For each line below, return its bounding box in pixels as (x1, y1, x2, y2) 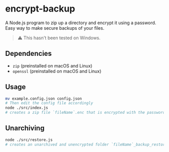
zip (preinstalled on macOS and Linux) (12, 62, 93, 68)
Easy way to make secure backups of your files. (5, 25, 105, 31)
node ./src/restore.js (5, 137, 53, 142)
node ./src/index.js (5, 105, 49, 111)
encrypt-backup (5, 3, 75, 15)
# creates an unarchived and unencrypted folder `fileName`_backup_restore (5, 142, 167, 147)
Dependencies (5, 49, 52, 58)
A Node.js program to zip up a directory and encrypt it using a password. (5, 20, 156, 26)
